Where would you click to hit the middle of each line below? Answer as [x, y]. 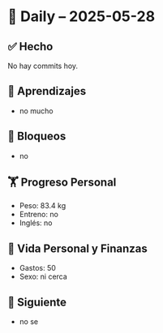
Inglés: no [36, 223]
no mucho [36, 111]
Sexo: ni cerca [43, 277]
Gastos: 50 [37, 268]
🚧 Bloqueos [37, 137]
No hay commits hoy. [43, 66]
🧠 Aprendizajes [47, 91]
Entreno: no [39, 215]
